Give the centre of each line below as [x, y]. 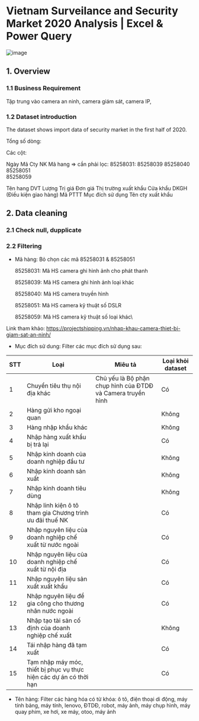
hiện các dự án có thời [57, 677]
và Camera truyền [120, 393]
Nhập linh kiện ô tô [52, 505]
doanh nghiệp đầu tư [55, 461]
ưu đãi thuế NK [47, 520]
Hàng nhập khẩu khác [57, 427]
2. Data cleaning [37, 213]
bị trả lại [38, 444]
